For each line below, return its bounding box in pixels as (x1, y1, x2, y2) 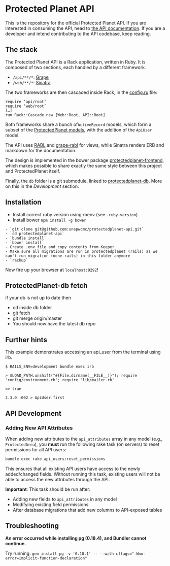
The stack (5, 45, 38, 54)
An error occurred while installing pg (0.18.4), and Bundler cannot (5, 535, 147, 541)
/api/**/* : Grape (12, 74, 49, 80)
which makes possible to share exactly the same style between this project (5, 162, 162, 169)
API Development (5, 409, 62, 418)
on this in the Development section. (5, 183, 80, 189)
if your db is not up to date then (5, 295, 71, 301)
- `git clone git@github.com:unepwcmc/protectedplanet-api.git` (5, 226, 144, 231)
